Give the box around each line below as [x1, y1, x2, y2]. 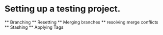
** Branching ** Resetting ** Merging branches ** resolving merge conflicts [4, 19, 159, 25]
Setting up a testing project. [4, 3, 121, 14]
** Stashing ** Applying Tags [4, 24, 64, 30]
